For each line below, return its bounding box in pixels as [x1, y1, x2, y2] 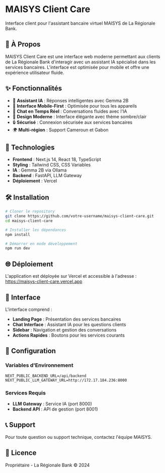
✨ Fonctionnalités [5, 84, 62, 93]
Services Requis [5, 389, 46, 396]
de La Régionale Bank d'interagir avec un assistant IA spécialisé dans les [5, 59, 156, 65]
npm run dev [5, 246, 30, 251]
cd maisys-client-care [5, 218, 53, 223]
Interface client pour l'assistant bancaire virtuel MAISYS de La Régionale [5, 20, 155, 26]
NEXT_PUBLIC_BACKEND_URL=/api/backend [5, 373, 87, 378]
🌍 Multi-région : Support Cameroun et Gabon [12, 127, 109, 133]
